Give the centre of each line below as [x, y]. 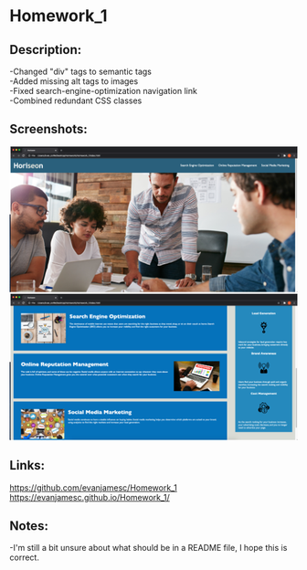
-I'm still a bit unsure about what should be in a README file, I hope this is [148, 548]
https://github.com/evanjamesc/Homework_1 [94, 487]
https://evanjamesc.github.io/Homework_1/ [90, 497]
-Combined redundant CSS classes [76, 100]
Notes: [29, 526]
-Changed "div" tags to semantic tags [81, 71]
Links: [27, 465]
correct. [24, 557]
